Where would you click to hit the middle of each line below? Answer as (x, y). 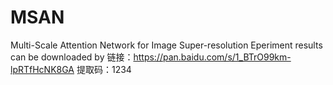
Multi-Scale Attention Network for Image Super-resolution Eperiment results (166, 45)
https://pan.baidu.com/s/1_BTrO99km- (212, 57)
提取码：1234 (104, 69)
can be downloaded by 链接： (72, 57)
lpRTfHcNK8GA (42, 69)
